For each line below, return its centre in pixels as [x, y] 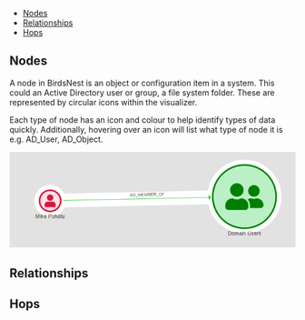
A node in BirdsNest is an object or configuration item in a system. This [142, 83]
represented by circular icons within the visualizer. [103, 102]
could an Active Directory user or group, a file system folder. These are [142, 92]
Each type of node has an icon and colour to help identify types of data [143, 120]
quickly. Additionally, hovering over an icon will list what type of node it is [146, 129]
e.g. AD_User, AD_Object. [56, 139]
